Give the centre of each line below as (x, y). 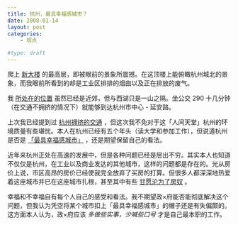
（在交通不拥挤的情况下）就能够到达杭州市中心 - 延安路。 (91, 107)
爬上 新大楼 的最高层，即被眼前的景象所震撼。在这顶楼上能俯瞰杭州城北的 (114, 74)
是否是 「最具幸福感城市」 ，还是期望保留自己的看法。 (87, 140)
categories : (25, 34)
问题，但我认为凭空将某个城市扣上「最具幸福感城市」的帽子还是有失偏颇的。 (119, 205)
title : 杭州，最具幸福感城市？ (47, 14)
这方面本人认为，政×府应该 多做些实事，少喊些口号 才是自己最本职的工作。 (117, 214)
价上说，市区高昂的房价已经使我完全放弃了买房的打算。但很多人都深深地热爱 (119, 172)
